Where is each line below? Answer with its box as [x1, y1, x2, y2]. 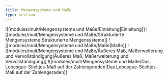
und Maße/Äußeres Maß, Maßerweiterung [74, 48, 163, 54]
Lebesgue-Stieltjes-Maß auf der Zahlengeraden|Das [5, 64, 116, 70]
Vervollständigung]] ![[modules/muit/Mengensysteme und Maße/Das [5, 58, 150, 64]
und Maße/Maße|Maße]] [74, 42, 126, 48]
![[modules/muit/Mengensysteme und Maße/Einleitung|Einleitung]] [5, 26, 145, 32]
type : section [5, 12, 36, 17]
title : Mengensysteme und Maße [5, 7, 72, 13]
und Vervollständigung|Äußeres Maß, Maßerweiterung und [5, 53, 129, 59]
